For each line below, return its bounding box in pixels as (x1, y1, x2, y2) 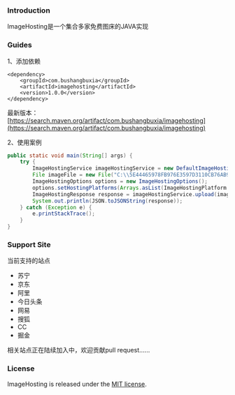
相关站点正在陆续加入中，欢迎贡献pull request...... (7, 346, 150, 355)
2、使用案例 (7, 138, 42, 147)
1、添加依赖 (7, 57, 41, 65)
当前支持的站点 (7, 257, 50, 265)
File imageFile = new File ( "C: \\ (32, 172, 130, 179)
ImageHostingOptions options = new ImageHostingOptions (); (32, 178, 208, 185)
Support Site (7, 240, 51, 250)
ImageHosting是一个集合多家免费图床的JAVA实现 (7, 22, 149, 31)
